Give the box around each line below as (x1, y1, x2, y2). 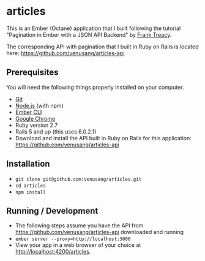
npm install (15, 189, 46, 195)
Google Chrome (15, 115, 56, 122)
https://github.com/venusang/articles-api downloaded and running (15, 229, 184, 236)
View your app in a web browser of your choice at (15, 241, 141, 249)
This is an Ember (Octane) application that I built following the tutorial (6, 25, 181, 32)
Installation (6, 159, 50, 169)
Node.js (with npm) (15, 102, 64, 109)
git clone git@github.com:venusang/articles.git (15, 176, 142, 182)
